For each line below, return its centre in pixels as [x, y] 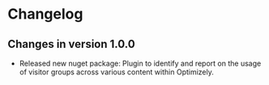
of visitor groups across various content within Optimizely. [116, 72]
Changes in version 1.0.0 [71, 44]
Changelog [45, 14]
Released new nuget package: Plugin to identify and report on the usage [140, 63]
